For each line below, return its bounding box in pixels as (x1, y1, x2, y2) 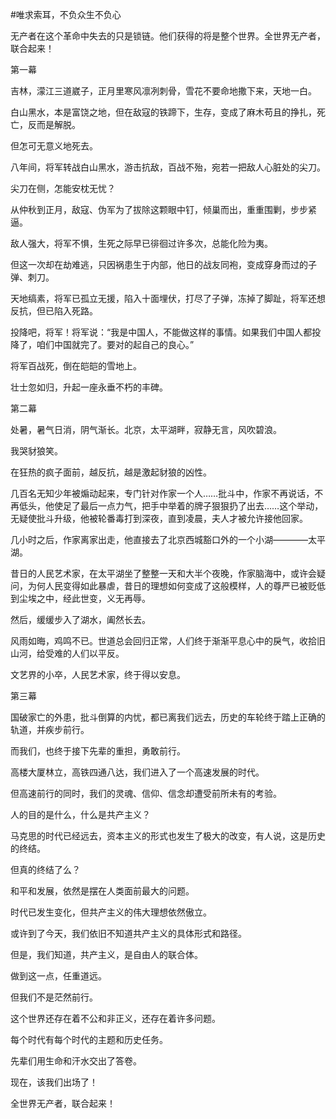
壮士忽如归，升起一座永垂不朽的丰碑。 (10, 381, 168, 393)
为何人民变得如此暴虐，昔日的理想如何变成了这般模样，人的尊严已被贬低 (27, 580, 326, 592)
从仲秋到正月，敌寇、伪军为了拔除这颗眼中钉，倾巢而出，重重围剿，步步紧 (10, 204, 317, 215)
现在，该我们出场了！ (10, 1076, 98, 1088)
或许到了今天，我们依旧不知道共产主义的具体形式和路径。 (10, 928, 247, 939)
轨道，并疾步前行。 (10, 724, 90, 735)
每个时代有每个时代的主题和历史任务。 (10, 1034, 168, 1045)
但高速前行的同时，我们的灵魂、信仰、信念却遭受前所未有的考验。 (10, 788, 282, 799)
